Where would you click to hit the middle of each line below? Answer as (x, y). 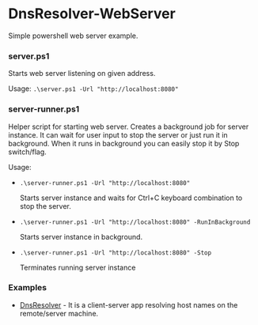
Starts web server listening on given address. (82, 74)
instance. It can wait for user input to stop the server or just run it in (118, 134)
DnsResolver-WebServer (92, 14)
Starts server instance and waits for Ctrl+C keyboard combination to (131, 198)
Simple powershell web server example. (73, 36)
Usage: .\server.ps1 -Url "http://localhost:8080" (93, 89)
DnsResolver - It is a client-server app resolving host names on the (129, 304)
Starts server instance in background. (81, 236)
